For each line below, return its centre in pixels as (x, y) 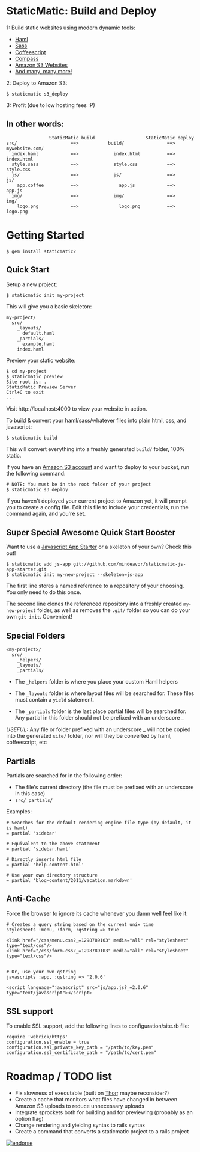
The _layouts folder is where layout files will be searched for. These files (104, 693)
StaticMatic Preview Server (41, 387)
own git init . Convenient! (40, 617)
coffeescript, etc (27, 742)
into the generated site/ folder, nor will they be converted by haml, (89, 736)
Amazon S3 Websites (41, 65)
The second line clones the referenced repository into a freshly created (94, 604)
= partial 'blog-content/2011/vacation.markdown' (69, 880)
